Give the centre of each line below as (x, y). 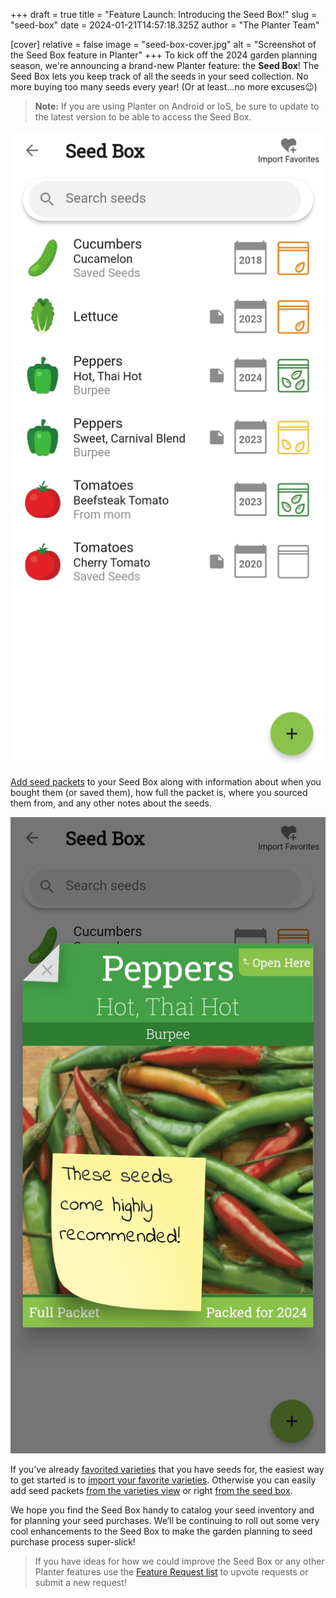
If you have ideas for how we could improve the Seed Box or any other (179, 1561)
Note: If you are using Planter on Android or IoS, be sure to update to (177, 106)
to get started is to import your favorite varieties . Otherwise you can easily (163, 1480)
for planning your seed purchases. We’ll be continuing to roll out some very (165, 1520)
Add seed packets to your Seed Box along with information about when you (166, 781)
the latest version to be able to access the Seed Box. (143, 117)
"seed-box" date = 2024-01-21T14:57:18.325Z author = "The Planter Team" (165, 25)
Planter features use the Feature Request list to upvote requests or (171, 1571)
